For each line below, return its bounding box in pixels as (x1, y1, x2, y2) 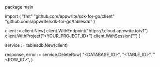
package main (5, 4, 33, 10)
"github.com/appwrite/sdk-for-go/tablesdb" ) (5, 19, 96, 24)
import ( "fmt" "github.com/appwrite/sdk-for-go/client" (5, 13, 115, 19)
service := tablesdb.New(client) (5, 42, 68, 48)
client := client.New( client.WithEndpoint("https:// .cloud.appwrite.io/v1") (5, 28, 148, 33)
